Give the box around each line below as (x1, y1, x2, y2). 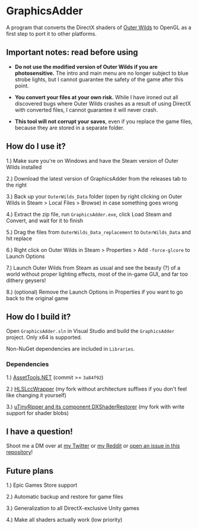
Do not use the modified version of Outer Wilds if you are (14, 63, 158, 70)
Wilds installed (6, 163, 42, 171)
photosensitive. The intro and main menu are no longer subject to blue (14, 70, 189, 77)
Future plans (6, 465, 53, 476)
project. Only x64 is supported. (6, 334, 82, 341)
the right (6, 181, 27, 188)
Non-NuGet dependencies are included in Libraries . (6, 345, 135, 352)
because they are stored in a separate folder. (14, 124, 124, 131)
